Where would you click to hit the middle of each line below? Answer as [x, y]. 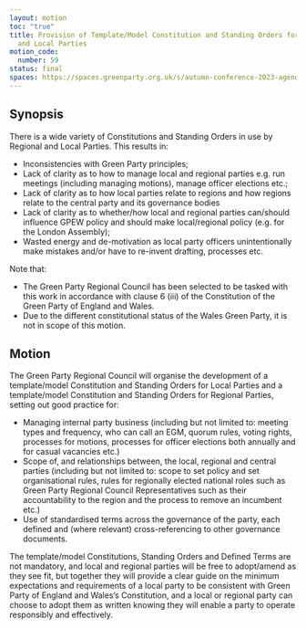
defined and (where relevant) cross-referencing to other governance [151, 529]
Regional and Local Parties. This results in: [89, 146]
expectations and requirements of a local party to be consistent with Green [150, 586]
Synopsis [36, 115]
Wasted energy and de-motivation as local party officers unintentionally [157, 241]
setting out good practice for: [65, 405]
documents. [45, 539]
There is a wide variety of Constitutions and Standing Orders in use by [141, 136]
